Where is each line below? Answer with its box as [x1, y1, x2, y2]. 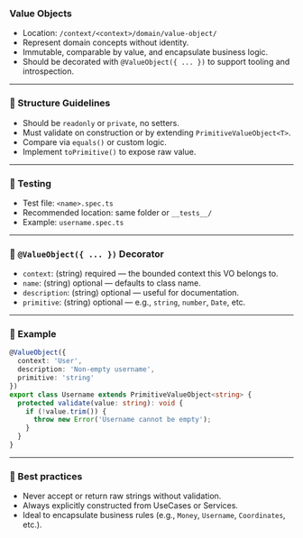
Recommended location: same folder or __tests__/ [22, 206, 213, 218]
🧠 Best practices [9, 470, 83, 482]
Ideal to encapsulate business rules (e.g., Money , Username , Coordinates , [22, 510, 286, 521]
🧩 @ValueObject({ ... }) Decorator [9, 247, 165, 260]
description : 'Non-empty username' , [17, 365, 155, 374]
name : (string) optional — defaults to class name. [22, 278, 201, 288]
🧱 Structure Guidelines [9, 97, 111, 110]
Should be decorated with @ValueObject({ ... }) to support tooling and [22, 57, 290, 68]
